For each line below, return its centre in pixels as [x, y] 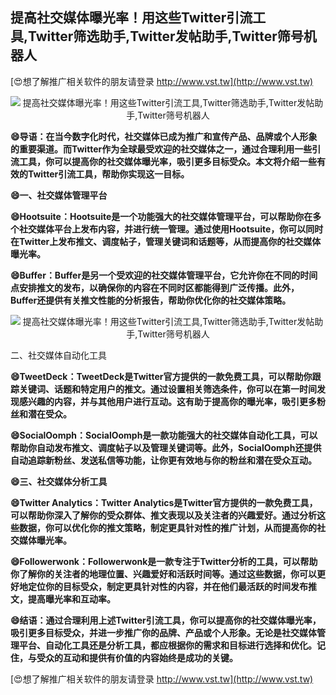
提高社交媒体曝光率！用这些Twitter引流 [131, 18]
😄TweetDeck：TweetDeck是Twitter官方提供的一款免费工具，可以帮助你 [161, 376]
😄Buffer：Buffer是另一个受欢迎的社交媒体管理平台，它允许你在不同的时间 [164, 275]
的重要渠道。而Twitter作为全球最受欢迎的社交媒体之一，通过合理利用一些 [161, 149]
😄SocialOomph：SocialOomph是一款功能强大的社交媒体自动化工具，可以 [164, 435]
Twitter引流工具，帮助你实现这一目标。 [108, 174]
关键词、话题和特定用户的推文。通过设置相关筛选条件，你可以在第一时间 [167, 389]
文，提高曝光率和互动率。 [63, 599]
